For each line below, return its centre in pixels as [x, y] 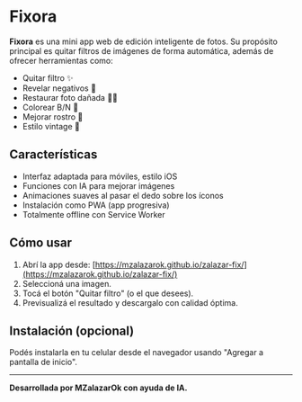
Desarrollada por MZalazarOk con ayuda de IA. [98, 388]
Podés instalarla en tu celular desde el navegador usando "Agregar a [136, 353]
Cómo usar [41, 243]
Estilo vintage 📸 [51, 126]
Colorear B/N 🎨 [50, 107]
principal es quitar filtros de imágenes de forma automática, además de [142, 50]
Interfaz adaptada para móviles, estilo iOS [100, 176]
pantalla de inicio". [44, 362]
